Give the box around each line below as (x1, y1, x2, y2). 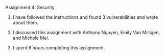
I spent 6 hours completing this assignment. (12, 45, 105, 50)
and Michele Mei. (12, 35, 50, 41)
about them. (12, 20, 38, 25)
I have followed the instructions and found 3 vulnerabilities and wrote (12, 14, 158, 20)
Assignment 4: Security (5, 5, 55, 10)
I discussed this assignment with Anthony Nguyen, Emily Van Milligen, (12, 30, 160, 35)
